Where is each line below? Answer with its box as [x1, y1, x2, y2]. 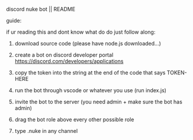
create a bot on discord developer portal [14, 51, 114, 58]
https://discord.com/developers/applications [14, 58, 124, 64]
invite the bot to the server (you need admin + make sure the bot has [14, 98, 182, 105]
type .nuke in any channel [14, 128, 78, 134]
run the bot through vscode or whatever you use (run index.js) [14, 87, 167, 94]
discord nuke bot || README [6, 6, 76, 12]
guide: [6, 17, 22, 24]
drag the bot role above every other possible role [14, 116, 134, 123]
